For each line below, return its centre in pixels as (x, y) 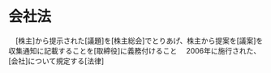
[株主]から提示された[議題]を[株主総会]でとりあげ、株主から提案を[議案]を (139, 41)
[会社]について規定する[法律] (56, 61)
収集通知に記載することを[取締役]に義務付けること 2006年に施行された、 (135, 50)
